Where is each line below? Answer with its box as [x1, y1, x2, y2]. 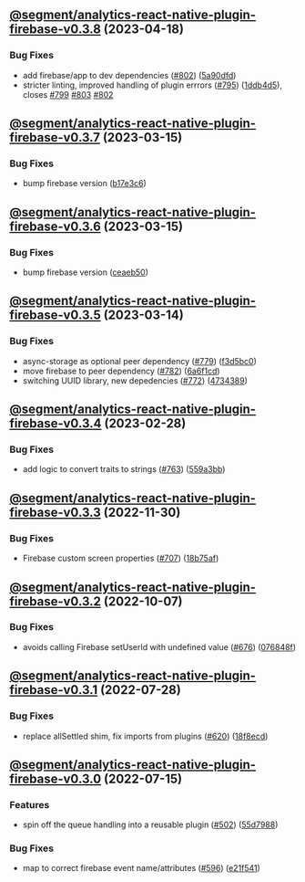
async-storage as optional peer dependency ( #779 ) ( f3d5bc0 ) [22, 355, 258, 366]
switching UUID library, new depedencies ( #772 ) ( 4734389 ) [22, 374, 249, 386]
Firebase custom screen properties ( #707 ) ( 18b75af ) [22, 552, 219, 564]
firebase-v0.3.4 [9, 415, 102, 432]
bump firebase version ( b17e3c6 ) [22, 178, 147, 189]
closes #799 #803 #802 [22, 89, 114, 100]
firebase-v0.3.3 [9, 504, 102, 520]
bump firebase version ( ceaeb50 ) [22, 267, 148, 278]
